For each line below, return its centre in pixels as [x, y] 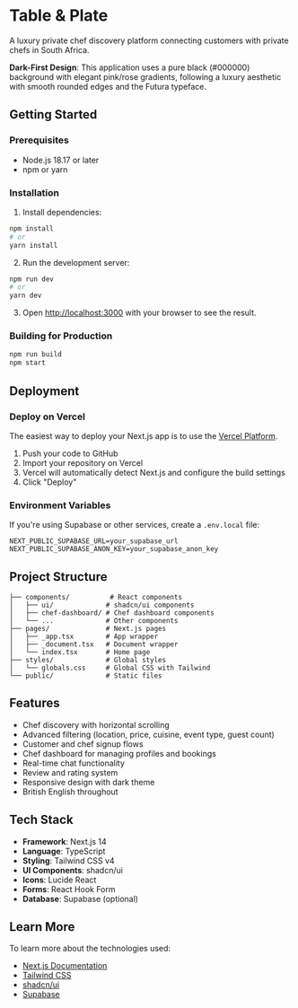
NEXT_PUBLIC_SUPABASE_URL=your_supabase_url [94, 541]
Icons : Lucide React [59, 880]
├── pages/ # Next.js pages [88, 629]
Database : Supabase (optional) [80, 898]
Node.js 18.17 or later [61, 160]
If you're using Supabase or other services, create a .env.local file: [135, 525]
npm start [28, 363]
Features [35, 703]
